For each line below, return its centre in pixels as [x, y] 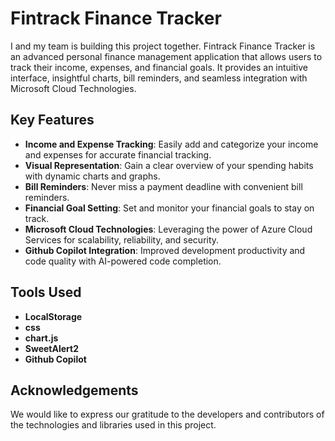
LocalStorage [53, 316]
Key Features [52, 120]
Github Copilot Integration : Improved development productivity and [165, 250]
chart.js [41, 338]
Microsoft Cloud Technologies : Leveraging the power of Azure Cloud [168, 229]
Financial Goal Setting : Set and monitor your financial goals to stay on [169, 208]
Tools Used [46, 292]
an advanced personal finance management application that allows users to [166, 56]
